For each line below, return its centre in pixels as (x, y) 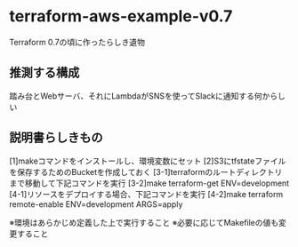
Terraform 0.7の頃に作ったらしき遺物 (77, 42)
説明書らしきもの (56, 138)
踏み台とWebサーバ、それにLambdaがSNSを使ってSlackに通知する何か (140, 96)
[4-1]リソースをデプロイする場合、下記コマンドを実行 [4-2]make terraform (146, 194)
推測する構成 (44, 73)
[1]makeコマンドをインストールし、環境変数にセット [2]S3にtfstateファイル (148, 161)
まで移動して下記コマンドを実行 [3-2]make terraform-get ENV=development (149, 183)
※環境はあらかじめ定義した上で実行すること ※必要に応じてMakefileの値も (144, 222)
